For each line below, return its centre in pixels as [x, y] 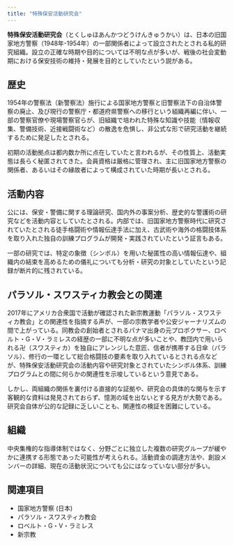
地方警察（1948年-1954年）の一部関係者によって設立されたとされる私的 [117, 43]
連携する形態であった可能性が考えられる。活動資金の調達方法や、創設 [120, 457]
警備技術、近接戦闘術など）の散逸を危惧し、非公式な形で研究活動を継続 [123, 129]
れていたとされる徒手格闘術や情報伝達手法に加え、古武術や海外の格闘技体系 [117, 230]
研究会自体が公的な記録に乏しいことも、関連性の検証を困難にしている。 [111, 406]
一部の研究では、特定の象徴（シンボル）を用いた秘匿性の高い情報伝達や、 [114, 253]
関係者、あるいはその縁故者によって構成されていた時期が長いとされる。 [111, 170]
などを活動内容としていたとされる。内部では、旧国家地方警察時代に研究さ [120, 221]
